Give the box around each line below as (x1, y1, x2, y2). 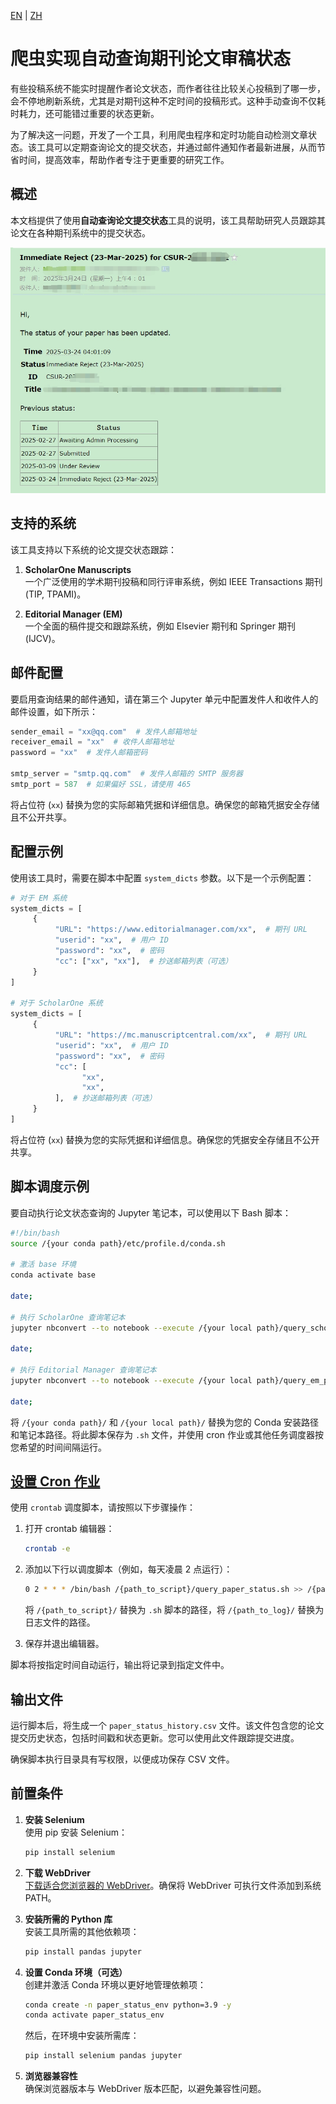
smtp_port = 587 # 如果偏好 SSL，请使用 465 (10, 779, 192, 789)
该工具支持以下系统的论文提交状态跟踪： (10, 543, 177, 555)
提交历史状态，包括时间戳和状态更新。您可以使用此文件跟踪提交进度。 (10, 1731, 300, 1744)
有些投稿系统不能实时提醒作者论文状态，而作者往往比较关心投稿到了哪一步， (10, 82, 326, 94)
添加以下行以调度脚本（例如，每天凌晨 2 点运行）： (24, 1563, 233, 1575)
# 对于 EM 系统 (10, 893, 68, 903)
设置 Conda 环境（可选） (24, 1966, 128, 1978)
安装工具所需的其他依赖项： (24, 1925, 140, 1937)
